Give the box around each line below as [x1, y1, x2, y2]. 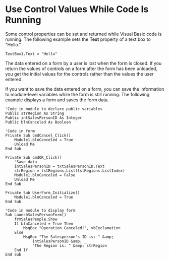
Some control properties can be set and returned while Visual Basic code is [5, 31, 162, 37]
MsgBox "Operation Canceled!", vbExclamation [23, 225, 121, 230]
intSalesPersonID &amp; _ [32, 238, 87, 244]
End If [14, 247, 28, 252]
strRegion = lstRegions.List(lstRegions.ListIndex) [14, 168, 125, 173]
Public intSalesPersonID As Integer [5, 115, 82, 120]
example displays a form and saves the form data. [5, 97, 109, 103]
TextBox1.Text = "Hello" [5, 51, 58, 56]
